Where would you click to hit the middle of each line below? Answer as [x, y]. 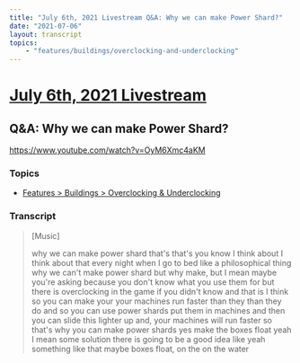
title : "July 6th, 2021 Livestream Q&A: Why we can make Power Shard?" [146, 18]
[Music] [45, 235]
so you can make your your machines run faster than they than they [156, 301]
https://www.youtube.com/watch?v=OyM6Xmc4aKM [108, 150]
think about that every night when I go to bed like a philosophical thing [161, 262]
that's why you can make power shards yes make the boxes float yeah [161, 330]
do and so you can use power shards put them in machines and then [158, 310]
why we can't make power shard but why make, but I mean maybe [154, 272]
